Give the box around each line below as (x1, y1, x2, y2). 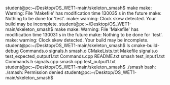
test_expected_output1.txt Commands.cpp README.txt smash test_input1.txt (5, 53, 165, 59)
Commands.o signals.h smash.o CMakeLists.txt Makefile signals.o (20, 48, 158, 54)
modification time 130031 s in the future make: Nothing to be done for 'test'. (5, 32, 163, 37)
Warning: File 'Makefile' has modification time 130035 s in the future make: (5, 10, 161, 16)
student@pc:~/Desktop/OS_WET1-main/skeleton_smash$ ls (5, 42, 130, 48)
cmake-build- (131, 42, 160, 48)
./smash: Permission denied (5, 69, 63, 75)
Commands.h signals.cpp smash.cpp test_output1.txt (5, 59, 116, 64)
